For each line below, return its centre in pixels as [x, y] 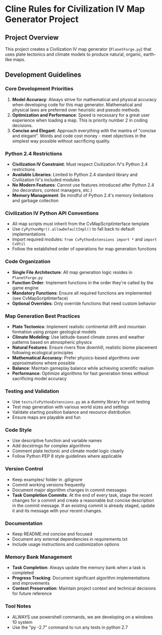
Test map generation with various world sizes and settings [71, 407]
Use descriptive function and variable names [57, 441]
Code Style [18, 430]
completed [23, 573]
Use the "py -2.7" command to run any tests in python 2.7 [70, 627]
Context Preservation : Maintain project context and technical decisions [84, 588]
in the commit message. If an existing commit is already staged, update [83, 505]
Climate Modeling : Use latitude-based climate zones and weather [78, 337]
